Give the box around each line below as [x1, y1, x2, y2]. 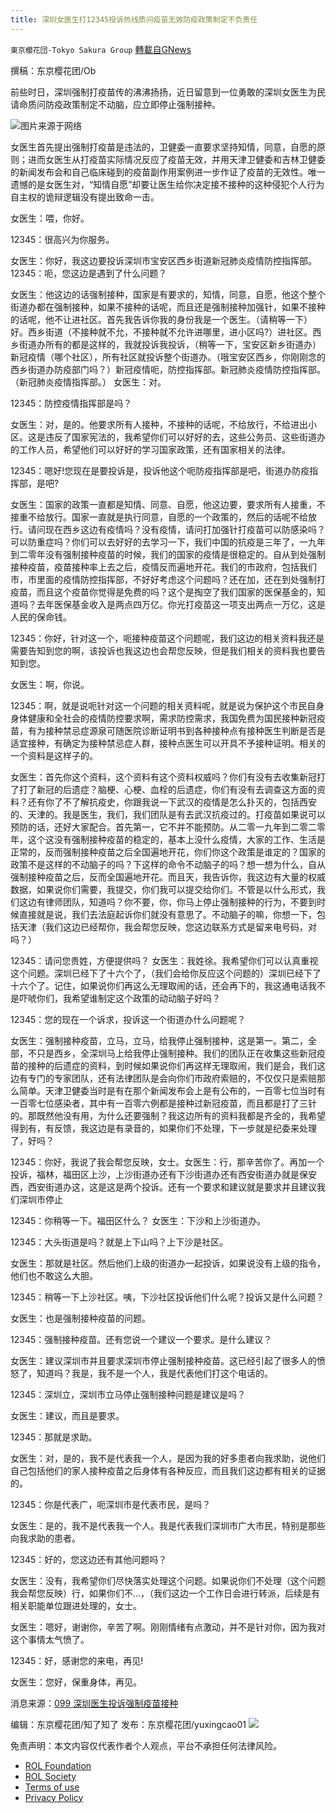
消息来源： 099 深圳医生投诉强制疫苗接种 [10, 1697, 179, 1709]
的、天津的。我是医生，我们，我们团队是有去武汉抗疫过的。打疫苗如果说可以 [10, 808, 326, 820]
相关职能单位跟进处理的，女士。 [10, 1599, 142, 1611]
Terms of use [24, 1781, 80, 1793]
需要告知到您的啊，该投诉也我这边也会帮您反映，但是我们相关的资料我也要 [10, 644, 317, 656]
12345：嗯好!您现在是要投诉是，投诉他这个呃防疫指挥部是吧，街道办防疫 [10, 464, 310, 476]
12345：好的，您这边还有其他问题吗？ [10, 1553, 168, 1565]
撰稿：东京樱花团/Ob [10, 64, 97, 76]
